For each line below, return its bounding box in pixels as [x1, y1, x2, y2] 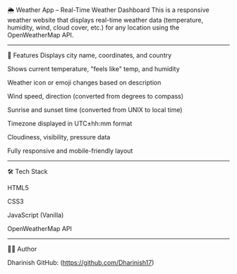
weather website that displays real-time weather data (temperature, [7, 16, 204, 24]
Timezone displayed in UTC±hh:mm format [7, 119, 133, 127]
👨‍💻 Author [7, 245, 37, 253]
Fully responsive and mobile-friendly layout [7, 147, 133, 155]
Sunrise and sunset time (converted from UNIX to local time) [7, 106, 183, 114]
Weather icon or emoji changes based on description [7, 78, 162, 87]
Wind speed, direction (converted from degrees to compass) [7, 92, 184, 100]
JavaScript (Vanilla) [7, 211, 64, 219]
